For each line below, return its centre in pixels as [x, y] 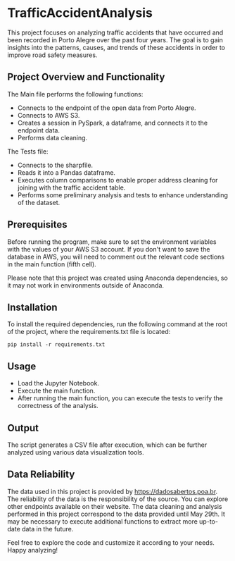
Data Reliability [41, 475]
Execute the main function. [56, 391]
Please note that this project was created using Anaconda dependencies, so [118, 278]
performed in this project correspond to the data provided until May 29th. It [116, 514]
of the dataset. [39, 202]
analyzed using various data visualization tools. [76, 452]
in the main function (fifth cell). [52, 264]
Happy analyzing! [33, 550]
